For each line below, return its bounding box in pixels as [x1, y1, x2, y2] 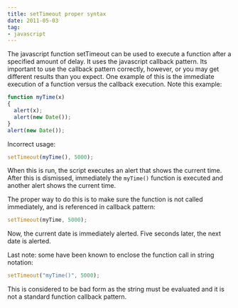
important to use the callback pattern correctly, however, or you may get [7, 65, 220, 73]
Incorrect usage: [7, 139, 55, 148]
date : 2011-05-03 [7, 17, 59, 24]
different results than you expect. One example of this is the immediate [7, 73, 215, 81]
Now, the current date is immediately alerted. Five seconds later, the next [7, 229, 222, 238]
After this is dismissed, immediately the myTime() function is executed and [7, 174, 224, 182]
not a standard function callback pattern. [7, 292, 126, 301]
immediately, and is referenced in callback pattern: [7, 203, 156, 211]
